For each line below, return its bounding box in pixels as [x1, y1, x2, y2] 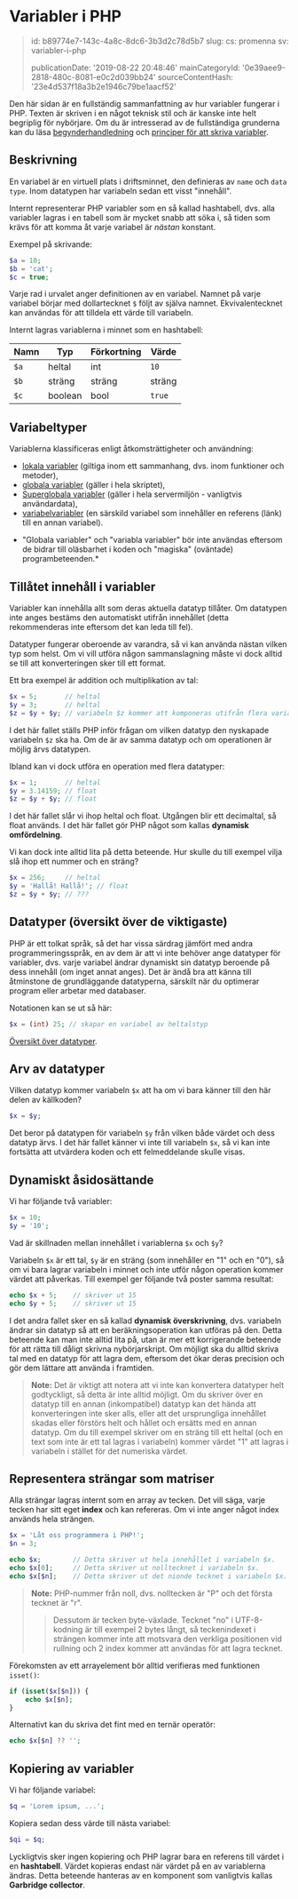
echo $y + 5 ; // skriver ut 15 [9, 1299, 137, 1308]
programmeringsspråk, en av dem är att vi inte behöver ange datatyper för [9, 947, 281, 958]
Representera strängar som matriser [9, 1471, 215, 1486]
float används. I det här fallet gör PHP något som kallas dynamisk [9, 820, 250, 831]
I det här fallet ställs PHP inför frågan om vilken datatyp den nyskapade [9, 724, 270, 735]
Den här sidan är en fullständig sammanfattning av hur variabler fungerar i [9, 98, 280, 108]
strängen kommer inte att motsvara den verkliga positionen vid [52, 1633, 282, 1644]
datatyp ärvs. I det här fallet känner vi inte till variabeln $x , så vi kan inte [9, 1137, 271, 1148]
